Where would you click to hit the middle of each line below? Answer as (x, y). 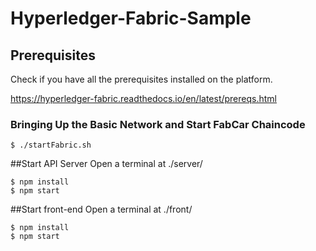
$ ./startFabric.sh (51, 145)
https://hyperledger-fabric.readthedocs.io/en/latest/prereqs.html (143, 98)
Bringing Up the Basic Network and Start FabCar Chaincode (158, 124)
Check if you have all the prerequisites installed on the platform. (141, 79)
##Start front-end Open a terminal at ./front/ (101, 209)
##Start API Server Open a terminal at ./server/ (106, 164)
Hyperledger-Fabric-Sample (131, 18)
